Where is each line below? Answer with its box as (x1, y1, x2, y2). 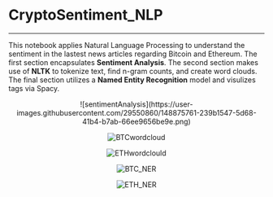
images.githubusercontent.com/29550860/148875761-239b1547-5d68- (15, 107, 258, 117)
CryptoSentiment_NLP (8, 6, 164, 24)
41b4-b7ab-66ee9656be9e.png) (82, 116, 191, 126)
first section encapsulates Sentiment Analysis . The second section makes (8, 57, 258, 67)
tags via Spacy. (8, 83, 60, 93)
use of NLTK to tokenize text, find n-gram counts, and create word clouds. (8, 66, 258, 76)
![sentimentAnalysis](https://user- (80, 99, 193, 109)
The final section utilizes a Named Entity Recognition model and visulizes (8, 75, 256, 85)
